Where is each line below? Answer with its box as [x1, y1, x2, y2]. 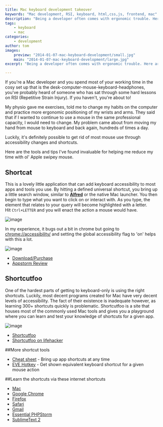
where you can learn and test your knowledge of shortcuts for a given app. [5, 313, 155, 319]
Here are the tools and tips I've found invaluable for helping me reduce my [5, 149, 154, 155]
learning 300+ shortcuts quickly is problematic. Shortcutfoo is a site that [5, 303, 149, 309]
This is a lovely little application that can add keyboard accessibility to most [5, 181, 156, 187]
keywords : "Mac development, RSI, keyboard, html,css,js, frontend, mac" [5, 12, 158, 17]
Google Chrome [12, 390, 44, 396]
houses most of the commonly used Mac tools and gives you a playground [5, 308, 154, 314]
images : [5, 48, 21, 53]
